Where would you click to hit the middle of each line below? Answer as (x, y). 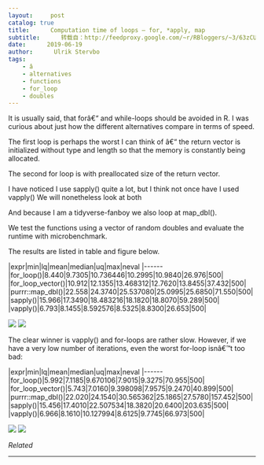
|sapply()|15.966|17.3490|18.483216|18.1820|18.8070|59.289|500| (114, 301)
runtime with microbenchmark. (58, 236)
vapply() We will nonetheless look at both (75, 197)
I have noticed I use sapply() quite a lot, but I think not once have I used (124, 189)
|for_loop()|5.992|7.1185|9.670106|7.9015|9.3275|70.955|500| (106, 380)
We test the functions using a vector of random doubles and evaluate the (126, 228)
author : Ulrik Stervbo (54, 52)
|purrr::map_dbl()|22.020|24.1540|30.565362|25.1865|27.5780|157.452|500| (131, 397)
